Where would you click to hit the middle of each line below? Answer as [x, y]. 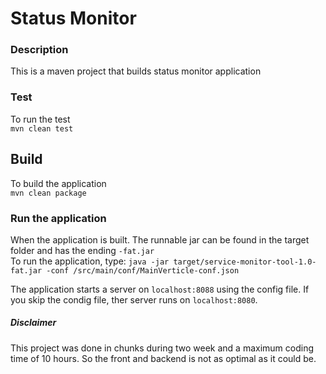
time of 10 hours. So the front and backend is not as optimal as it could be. [163, 358]
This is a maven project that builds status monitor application [136, 71]
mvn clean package [48, 193]
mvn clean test [42, 128]
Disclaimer [33, 323]
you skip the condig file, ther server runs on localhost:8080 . [134, 299]
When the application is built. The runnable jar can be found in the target [160, 239]
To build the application [58, 183]
